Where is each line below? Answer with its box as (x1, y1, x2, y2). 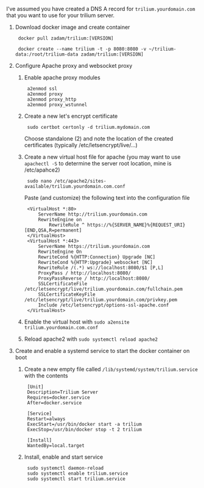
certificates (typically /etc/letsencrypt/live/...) (24, 142, 138, 148)
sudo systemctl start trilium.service (27, 476, 126, 482)
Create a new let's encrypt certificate (24, 112, 118, 120)
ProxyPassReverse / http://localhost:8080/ (38, 275, 150, 282)
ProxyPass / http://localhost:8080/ (38, 270, 131, 276)
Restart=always (27, 416, 66, 422)
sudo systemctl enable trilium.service (27, 470, 128, 476)
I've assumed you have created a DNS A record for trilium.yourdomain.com (6, 5, 195, 12)
